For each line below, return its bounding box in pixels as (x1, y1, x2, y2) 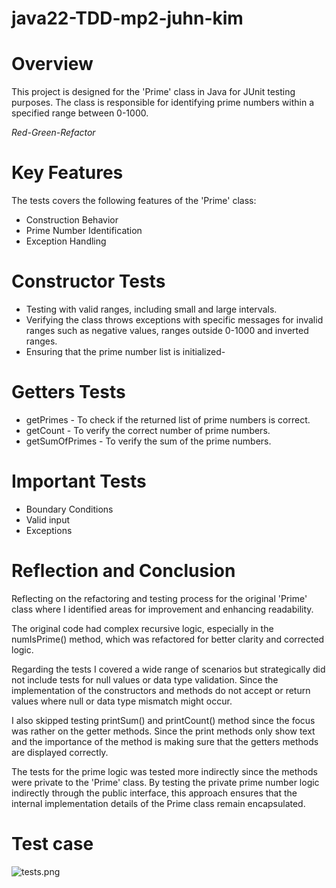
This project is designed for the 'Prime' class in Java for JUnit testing (11, 86, 296, 98)
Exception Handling (25, 235, 107, 247)
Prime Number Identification (25, 225, 143, 237)
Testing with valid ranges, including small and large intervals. (25, 303, 278, 315)
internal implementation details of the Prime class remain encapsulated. (11, 797, 306, 809)
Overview (11, 53, 94, 76)
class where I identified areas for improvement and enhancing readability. (11, 603, 314, 615)
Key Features (11, 162, 124, 184)
